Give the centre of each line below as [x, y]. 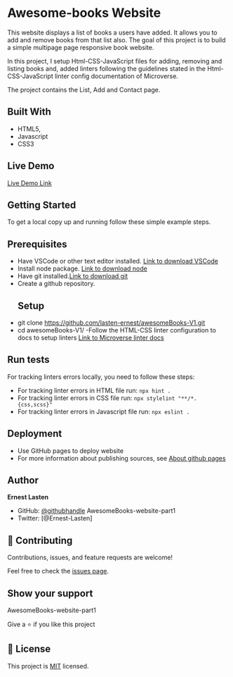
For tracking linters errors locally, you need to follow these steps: [101, 377]
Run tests [28, 360]
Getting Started [42, 205]
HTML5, [29, 129]
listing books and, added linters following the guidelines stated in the [106, 68]
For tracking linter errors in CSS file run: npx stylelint [96, 398]
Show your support [50, 593]
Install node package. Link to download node [82, 268]
